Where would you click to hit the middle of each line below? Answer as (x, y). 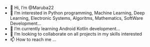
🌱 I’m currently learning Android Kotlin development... (65, 29)
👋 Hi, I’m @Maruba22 (32, 8)
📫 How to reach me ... (33, 39)
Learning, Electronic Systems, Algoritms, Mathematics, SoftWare (76, 18)
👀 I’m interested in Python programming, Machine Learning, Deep (77, 13)
